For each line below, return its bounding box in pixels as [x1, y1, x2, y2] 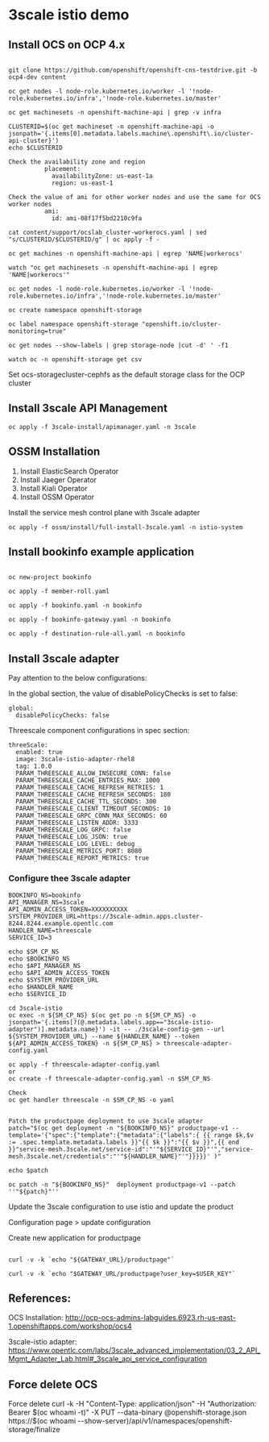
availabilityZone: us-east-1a [51, 172, 153, 180]
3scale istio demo [8, 6, 130, 24]
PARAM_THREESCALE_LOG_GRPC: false [15, 826, 131, 834]
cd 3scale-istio [8, 1004, 63, 1012]
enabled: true [15, 748, 63, 756]
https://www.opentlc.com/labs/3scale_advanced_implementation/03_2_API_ [8, 1345, 261, 1356]
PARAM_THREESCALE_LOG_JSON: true [15, 833, 128, 841]
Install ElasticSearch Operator [19, 466, 119, 476]
